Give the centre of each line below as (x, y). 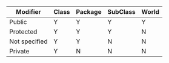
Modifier (28, 12)
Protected (23, 31)
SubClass (122, 12)
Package (89, 12)
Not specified (28, 41)
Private (19, 51)
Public (18, 22)
